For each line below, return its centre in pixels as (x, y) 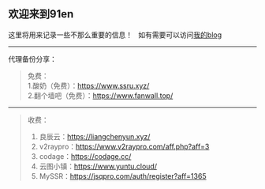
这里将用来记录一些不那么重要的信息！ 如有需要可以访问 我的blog (115, 35)
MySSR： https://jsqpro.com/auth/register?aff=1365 (123, 176)
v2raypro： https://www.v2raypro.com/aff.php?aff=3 (124, 146)
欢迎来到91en (41, 14)
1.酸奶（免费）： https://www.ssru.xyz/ (88, 85)
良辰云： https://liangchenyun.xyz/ (95, 136)
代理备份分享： (32, 59)
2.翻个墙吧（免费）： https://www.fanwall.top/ (100, 95)
